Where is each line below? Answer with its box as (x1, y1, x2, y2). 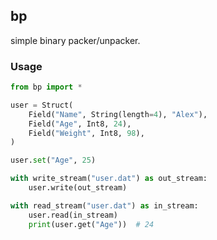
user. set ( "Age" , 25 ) (10, 155, 97, 166)
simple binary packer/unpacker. (10, 34, 141, 46)
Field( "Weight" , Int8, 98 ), (28, 128, 145, 138)
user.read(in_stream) (28, 210, 118, 220)
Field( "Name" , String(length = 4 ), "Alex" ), (28, 109, 208, 119)
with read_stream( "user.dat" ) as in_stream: (10, 200, 199, 211)
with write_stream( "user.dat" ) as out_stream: (10, 174, 208, 184)
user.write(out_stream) (28, 183, 128, 193)
